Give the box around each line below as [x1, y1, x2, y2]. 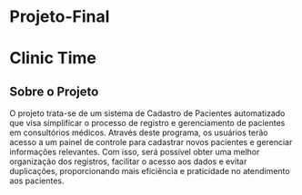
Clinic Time [9, 48, 97, 69]
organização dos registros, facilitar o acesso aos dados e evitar [9, 156, 247, 167]
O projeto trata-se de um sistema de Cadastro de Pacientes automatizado [9, 108, 286, 119]
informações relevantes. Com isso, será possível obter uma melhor [9, 147, 260, 158]
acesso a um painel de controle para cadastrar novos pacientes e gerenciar [9, 137, 293, 148]
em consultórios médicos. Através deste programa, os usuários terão [9, 127, 268, 138]
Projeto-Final [9, 6, 110, 27]
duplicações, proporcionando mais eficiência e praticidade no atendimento [9, 166, 290, 177]
